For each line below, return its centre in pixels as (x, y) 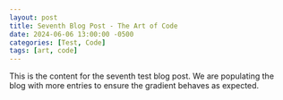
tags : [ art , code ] (43, 51)
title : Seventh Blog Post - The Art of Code (94, 26)
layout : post (34, 17)
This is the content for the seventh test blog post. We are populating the (142, 76)
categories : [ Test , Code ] (57, 42)
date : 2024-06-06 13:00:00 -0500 (72, 34)
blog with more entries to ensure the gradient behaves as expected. (134, 86)
